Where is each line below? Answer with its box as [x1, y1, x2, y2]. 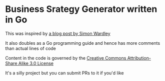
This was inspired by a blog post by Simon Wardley [5, 30, 111, 36]
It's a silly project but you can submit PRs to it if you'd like [5, 70, 124, 76]
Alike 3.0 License [18, 60, 54, 66]
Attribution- [127, 55, 151, 61]
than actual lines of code [5, 45, 56, 51]
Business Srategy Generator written [5, 3, 157, 15]
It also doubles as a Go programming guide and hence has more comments [5, 40, 160, 46]
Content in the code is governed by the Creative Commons [5, 55, 126, 61]
